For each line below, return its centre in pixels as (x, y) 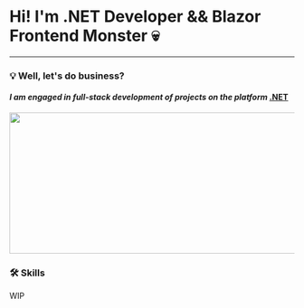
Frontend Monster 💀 (85, 36)
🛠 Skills (27, 273)
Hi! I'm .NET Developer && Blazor (135, 17)
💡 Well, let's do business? (67, 76)
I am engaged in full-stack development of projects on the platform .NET (149, 98)
